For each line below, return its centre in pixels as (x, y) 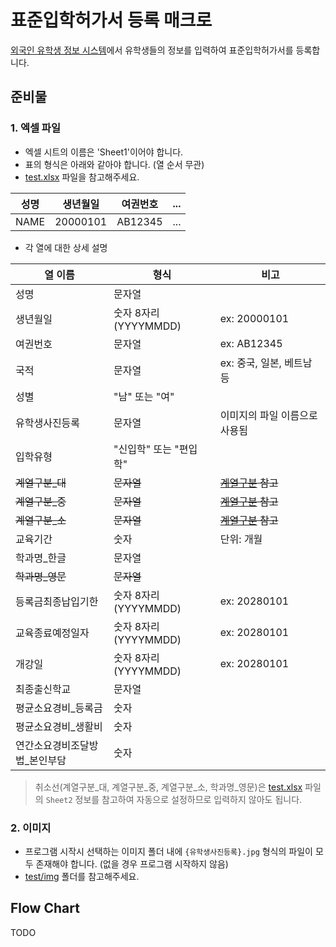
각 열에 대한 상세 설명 (66, 247)
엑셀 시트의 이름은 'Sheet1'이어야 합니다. (104, 152)
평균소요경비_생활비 (59, 726)
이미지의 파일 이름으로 (268, 415)
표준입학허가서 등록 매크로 (111, 20)
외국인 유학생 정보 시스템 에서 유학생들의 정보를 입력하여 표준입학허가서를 (152, 50)
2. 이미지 (31, 828)
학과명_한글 (41, 558)
